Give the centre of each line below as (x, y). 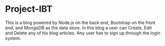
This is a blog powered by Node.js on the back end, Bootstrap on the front (80, 23)
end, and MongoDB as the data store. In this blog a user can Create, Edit (78, 27)
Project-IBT (29, 9)
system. (13, 38)
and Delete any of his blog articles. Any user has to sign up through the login (83, 33)
